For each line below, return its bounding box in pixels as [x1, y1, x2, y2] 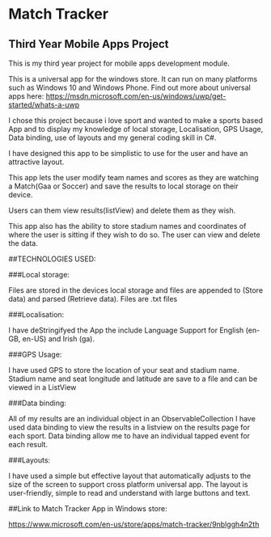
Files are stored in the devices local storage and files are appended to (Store [8, 285, 264, 295]
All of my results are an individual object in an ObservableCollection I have [8, 414, 256, 423]
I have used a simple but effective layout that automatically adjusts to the [8, 471, 252, 480]
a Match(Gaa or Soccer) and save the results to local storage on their [8, 181, 239, 191]
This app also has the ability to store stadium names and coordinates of [8, 222, 247, 230]
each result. [8, 440, 49, 449]
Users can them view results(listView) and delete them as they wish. [8, 205, 236, 215]
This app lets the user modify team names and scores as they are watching [8, 173, 259, 182]
